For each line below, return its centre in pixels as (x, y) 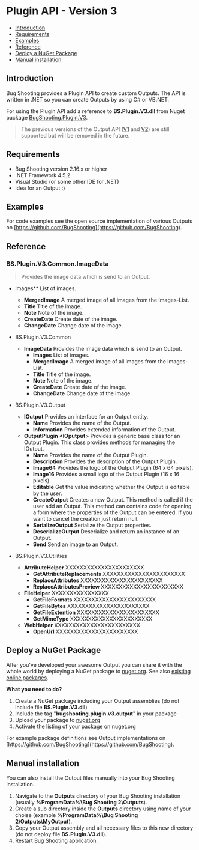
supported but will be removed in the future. (75, 135)
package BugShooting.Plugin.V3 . (47, 117)
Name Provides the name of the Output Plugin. (91, 455)
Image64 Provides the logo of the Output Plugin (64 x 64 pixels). (113, 468)
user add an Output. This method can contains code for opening (112, 506)
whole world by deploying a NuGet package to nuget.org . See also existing (99, 671)
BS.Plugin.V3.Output (40, 405)
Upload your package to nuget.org (58, 720)
